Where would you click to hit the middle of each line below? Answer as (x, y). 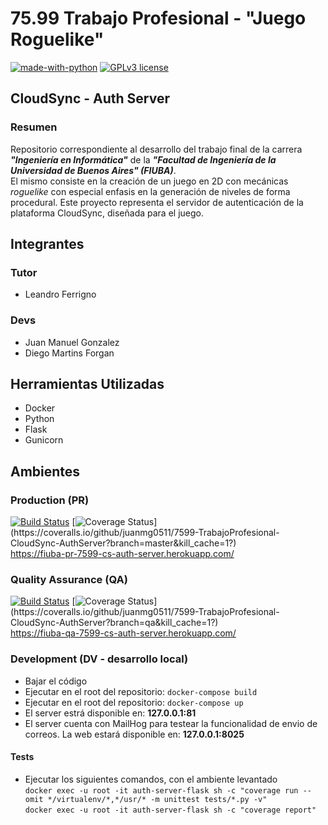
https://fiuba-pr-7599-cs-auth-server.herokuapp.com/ (122, 554)
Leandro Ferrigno (60, 294)
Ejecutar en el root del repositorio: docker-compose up (134, 702)
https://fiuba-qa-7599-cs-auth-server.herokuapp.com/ (123, 633)
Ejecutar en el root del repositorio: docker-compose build (141, 691)
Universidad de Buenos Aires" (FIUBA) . (93, 170)
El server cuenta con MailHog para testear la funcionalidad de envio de (171, 723)
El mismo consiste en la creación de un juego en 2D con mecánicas (149, 181)
